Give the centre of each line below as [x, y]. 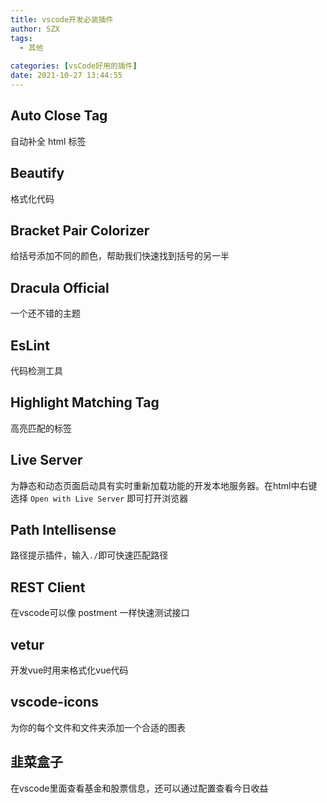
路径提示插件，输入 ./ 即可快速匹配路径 [89, 555]
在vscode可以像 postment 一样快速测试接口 [100, 613]
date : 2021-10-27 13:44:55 [66, 76]
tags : [21, 38]
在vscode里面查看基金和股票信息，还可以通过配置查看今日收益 [139, 788]
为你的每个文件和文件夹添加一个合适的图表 [98, 727]
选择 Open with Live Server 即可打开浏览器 [99, 498]
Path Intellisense [63, 529]
